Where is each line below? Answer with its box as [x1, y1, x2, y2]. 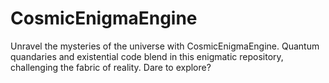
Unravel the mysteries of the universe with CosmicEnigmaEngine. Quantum [10, 40, 320, 52]
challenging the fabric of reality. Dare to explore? [10, 61, 212, 73]
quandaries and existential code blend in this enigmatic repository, [10, 50, 284, 62]
